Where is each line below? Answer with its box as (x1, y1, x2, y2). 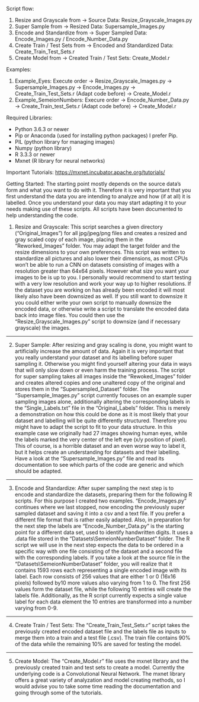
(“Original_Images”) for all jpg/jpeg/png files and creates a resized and (14, 230, 187, 236)
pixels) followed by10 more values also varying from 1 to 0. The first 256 (14, 579, 191, 586)
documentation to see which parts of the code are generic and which (14, 461, 184, 468)
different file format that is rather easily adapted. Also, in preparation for (14, 516, 191, 523)
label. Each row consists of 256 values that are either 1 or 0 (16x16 (14, 573, 176, 580)
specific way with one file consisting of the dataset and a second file (14, 548, 182, 555)
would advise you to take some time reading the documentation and (14, 683, 181, 690)
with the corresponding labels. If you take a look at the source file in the (14, 554, 190, 561)
